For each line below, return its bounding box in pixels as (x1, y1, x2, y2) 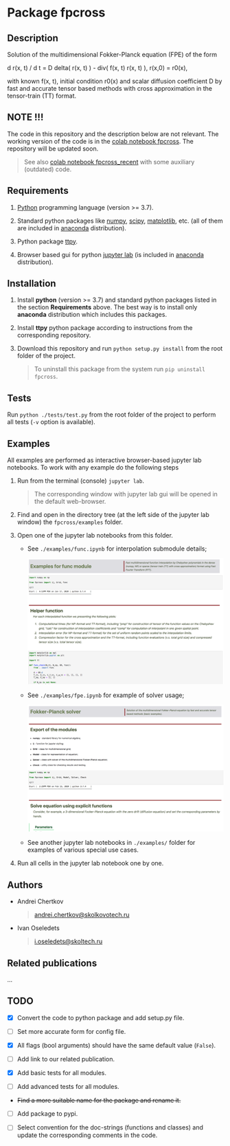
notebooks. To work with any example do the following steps (7, 463, 179, 472)
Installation (7, 278, 56, 289)
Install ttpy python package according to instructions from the (16, 324, 193, 332)
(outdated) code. (23, 165, 72, 173)
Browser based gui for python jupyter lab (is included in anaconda (16, 250, 205, 258)
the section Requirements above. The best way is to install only (16, 303, 198, 311)
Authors (7, 879, 43, 891)
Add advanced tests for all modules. (16, 1083, 119, 1091)
